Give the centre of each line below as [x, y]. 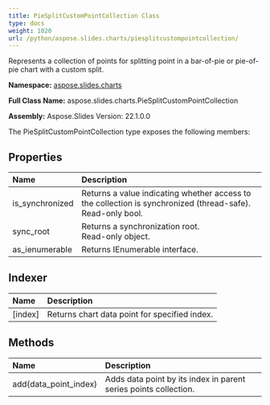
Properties [35, 157]
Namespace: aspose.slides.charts [65, 85]
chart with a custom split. [62, 70]
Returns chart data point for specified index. [130, 314]
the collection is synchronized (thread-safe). [166, 203]
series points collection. [150, 389]
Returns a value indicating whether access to [166, 194]
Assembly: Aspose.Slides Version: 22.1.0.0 [80, 117]
